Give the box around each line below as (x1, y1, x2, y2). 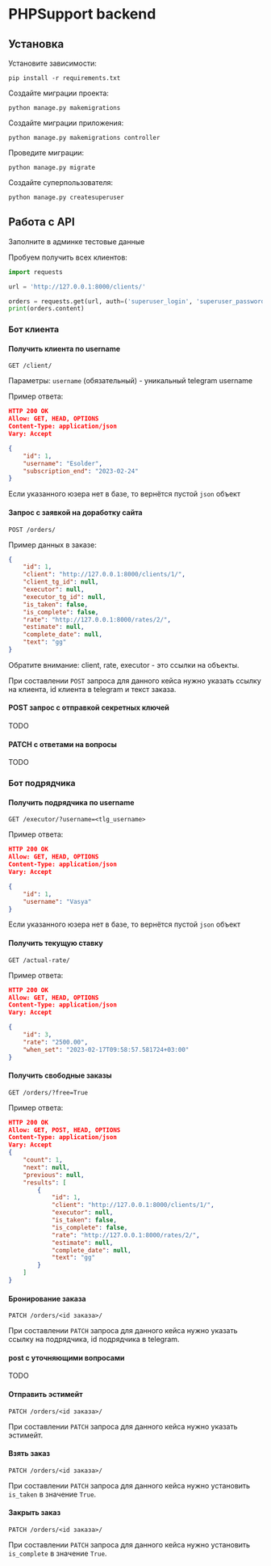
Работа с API (8, 215, 75, 229)
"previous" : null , (23, 1171, 85, 1179)
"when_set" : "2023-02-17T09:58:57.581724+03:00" (23, 1045, 190, 1053)
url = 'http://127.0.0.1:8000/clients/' (8, 282, 147, 291)
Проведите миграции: (8, 148, 85, 158)
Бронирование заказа (8, 1294, 86, 1303)
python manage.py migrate (8, 163, 95, 171)
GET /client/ (8, 361, 52, 370)
